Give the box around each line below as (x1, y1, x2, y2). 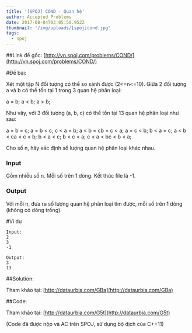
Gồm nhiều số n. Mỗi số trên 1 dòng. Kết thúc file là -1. (6, 172, 136, 179)
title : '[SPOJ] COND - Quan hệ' (6, 8, 85, 15)
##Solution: (6, 275, 34, 282)
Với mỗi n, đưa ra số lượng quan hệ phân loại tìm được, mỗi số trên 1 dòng (6, 200, 183, 207)
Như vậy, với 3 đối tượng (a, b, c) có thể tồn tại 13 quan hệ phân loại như (6, 109, 179, 116)
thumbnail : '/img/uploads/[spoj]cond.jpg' (6, 25, 111, 31)
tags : (6, 30, 19, 36)
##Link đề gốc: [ (6, 52, 46, 58)
